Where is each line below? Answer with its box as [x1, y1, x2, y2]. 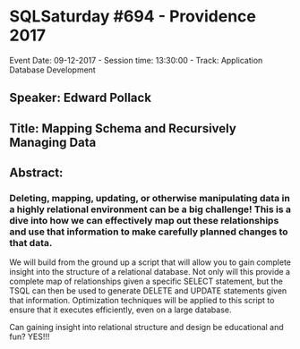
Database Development [9, 64, 96, 75]
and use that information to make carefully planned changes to [9, 226, 288, 238]
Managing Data [9, 134, 97, 149]
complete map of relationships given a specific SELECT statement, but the [9, 276, 284, 287]
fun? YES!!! [9, 331, 50, 342]
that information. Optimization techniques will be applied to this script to [9, 295, 275, 306]
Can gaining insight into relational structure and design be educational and [9, 322, 284, 333]
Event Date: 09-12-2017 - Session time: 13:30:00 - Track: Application [9, 55, 263, 65]
